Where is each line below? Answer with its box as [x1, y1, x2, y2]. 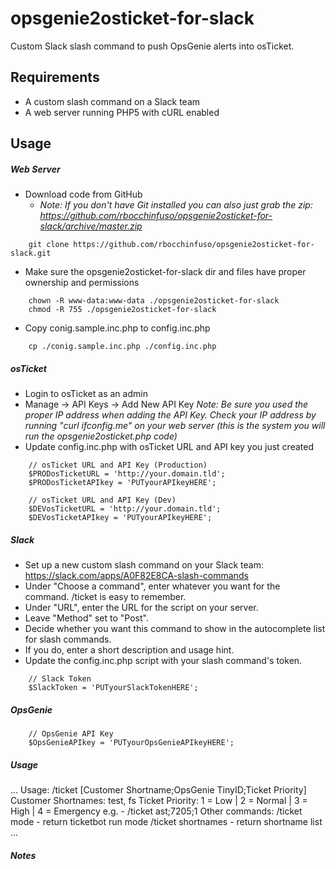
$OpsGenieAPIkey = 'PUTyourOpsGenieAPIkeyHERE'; [28, 738, 235, 748]
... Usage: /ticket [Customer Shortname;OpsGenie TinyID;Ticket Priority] [10, 783, 307, 796]
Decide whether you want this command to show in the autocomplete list [24, 623, 326, 635]
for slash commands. [24, 633, 112, 646]
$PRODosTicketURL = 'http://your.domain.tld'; [28, 469, 226, 479]
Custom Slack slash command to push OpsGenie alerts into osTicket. [10, 40, 295, 52]
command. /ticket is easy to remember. [24, 591, 187, 603]
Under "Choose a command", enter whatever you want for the [24, 580, 281, 592]
